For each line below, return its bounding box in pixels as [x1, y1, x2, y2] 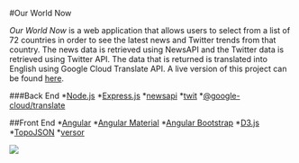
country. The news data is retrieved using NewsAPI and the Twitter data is [9, 44, 285, 55]
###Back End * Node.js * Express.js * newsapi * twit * [9, 90, 204, 101]
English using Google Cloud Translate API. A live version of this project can [9, 63, 287, 74]
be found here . [9, 73, 65, 84]
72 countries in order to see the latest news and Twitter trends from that [9, 35, 276, 45]
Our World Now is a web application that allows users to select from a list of [9, 25, 291, 35]
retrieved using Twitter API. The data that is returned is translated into [9, 54, 268, 64]
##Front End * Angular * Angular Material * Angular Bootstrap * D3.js [9, 117, 259, 128]
